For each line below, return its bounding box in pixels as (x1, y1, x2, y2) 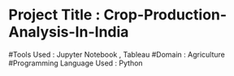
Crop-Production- (103, 6, 227, 24)
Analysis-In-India (8, 23, 129, 41)
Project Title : (8, 6, 101, 24)
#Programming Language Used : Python (8, 58, 144, 68)
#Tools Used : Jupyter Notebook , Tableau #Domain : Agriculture (8, 49, 225, 59)
